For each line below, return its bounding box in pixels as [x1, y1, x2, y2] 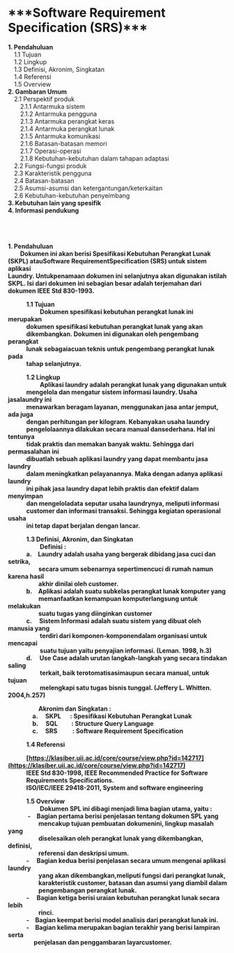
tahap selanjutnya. [26, 359, 82, 368]
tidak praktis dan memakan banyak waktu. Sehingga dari [26, 439, 194, 448]
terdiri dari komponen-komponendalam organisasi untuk [40, 631, 208, 640]
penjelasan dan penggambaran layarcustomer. [33, 938, 172, 946]
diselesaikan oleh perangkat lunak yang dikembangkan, [38, 834, 204, 843]
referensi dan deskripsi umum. [38, 849, 130, 857]
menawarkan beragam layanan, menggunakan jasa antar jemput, [26, 402, 219, 411]
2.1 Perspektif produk [14, 94, 75, 103]
